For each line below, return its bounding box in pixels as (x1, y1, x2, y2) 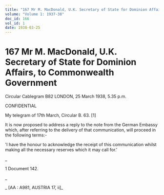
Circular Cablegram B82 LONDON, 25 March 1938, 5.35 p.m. (5, 94, 127, 99)
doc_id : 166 (5, 16, 29, 21)
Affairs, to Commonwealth (5, 67, 115, 78)
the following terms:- (5, 132, 47, 138)
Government (5, 78, 57, 88)
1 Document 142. (5, 166, 39, 172)
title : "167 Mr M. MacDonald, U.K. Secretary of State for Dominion (5, 7, 147, 12)
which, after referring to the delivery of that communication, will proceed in (5, 127, 156, 133)
